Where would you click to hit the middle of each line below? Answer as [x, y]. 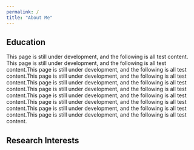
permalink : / [23, 12]
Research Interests [43, 140]
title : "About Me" [29, 18]
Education [26, 42]
